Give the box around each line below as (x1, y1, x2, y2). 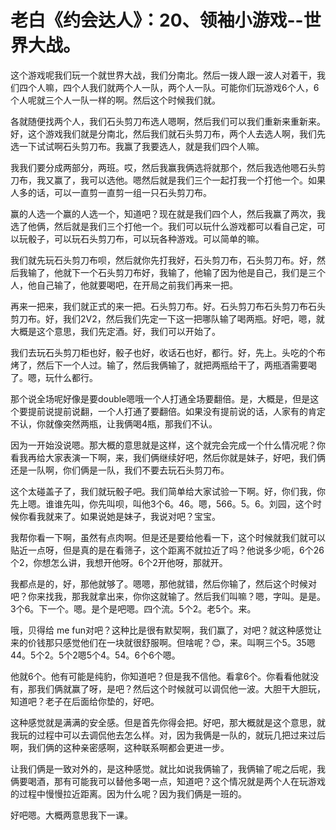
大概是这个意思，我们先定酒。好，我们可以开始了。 (10, 325, 221, 337)
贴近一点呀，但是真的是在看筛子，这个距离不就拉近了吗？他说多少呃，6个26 (10, 544, 325, 556)
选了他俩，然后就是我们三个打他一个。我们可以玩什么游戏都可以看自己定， (10, 220, 317, 232)
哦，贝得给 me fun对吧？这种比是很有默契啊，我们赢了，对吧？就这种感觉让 (10, 624, 323, 636)
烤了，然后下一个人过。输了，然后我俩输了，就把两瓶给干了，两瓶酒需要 (10, 359, 308, 371)
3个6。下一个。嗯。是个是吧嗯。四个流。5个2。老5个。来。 (10, 602, 257, 615)
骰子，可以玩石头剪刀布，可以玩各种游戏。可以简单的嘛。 (27, 232, 265, 245)
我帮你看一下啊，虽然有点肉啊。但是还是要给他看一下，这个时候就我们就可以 (10, 531, 326, 543)
